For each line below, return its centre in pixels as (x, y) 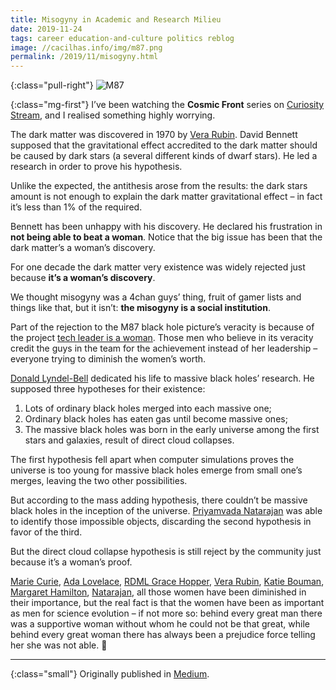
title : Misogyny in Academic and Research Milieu (116, 19)
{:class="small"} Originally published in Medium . (110, 674)
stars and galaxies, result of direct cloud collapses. (129, 440)
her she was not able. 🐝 (59, 645)
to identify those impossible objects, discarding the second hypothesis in (161, 522)
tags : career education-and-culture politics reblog (122, 38)
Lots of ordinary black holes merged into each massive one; (148, 408)
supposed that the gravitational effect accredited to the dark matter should (164, 145)
